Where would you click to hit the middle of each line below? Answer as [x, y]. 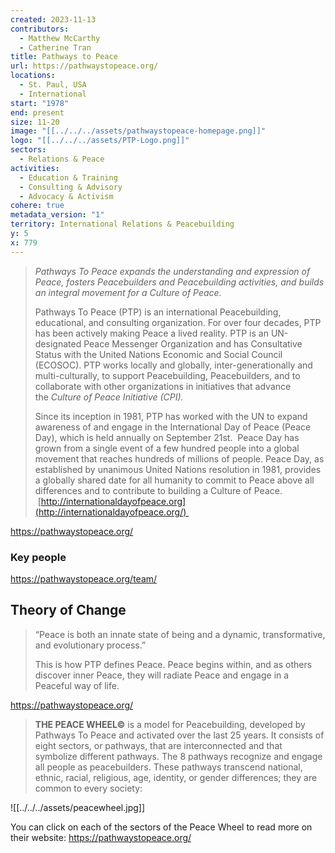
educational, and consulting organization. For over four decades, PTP [178, 322]
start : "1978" [40, 103]
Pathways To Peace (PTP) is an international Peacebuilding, [158, 312]
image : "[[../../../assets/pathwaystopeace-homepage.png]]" [138, 131]
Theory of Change [68, 610]
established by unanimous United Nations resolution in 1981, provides [178, 469]
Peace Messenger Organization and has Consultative [193, 343]
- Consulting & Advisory [71, 187]
